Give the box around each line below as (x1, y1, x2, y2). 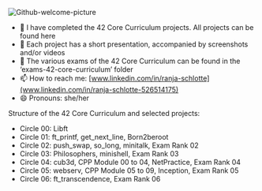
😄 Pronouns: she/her (19, 93, 89, 103)
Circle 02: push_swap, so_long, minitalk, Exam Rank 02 (19, 140, 199, 150)
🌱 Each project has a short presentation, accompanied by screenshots (19, 39, 249, 49)
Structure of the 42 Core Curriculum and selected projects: (8, 109, 200, 118)
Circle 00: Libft (19, 124, 69, 133)
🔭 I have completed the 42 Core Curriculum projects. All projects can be (19, 23, 254, 32)
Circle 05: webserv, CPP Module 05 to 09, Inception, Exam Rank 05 (19, 166, 239, 175)
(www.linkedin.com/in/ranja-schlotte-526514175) (19, 85, 179, 94)
